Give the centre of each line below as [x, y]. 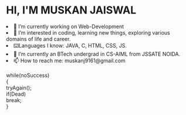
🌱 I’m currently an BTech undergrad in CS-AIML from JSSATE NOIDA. [97, 54]
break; [14, 100]
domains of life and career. [38, 39]
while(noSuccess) [28, 75]
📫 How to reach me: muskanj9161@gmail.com [70, 60]
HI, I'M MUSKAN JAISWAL [71, 10]
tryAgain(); [19, 87]
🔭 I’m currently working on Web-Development [69, 26]
